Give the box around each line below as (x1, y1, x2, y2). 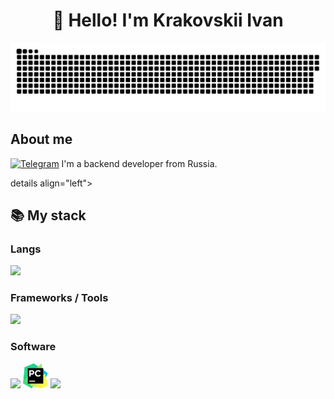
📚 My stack (10, 207, 87, 224)
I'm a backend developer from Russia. (61, 157, 218, 169)
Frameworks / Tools (10, 291, 109, 305)
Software (10, 340, 57, 354)
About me (10, 131, 73, 148)
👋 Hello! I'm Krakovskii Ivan (52, 9, 284, 32)
